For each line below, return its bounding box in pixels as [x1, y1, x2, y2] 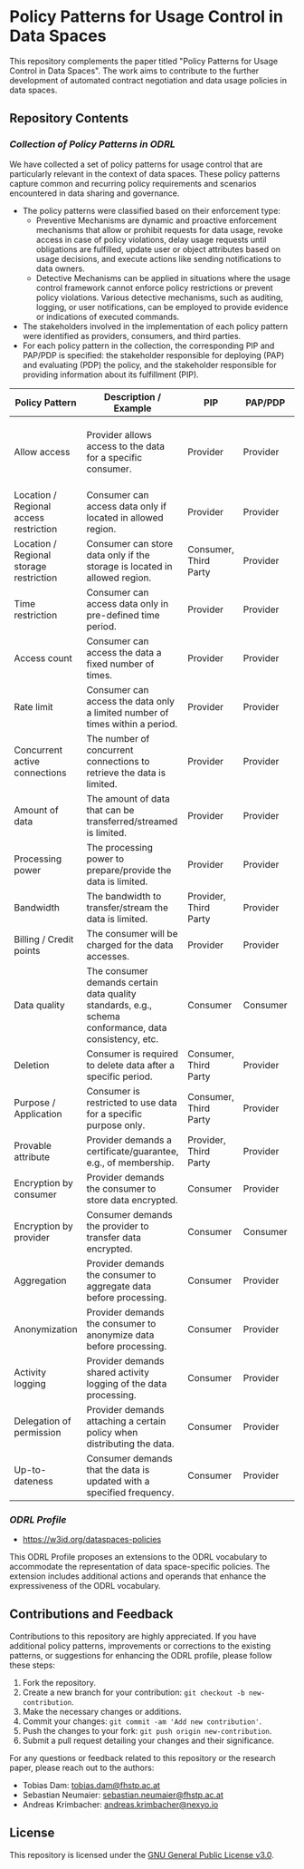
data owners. [35, 263, 86, 274]
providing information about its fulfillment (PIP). [22, 369, 199, 380]
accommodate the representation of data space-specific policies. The [9, 1561, 271, 1572]
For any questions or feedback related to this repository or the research [9, 1752, 276, 1763]
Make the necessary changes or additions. [22, 1706, 182, 1717]
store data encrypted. [86, 1193, 178, 1206]
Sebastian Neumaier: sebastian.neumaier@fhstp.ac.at [22, 1789, 224, 1800]
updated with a [86, 1475, 150, 1487]
